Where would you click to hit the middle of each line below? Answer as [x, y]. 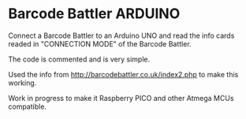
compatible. [28, 106]
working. [22, 83]
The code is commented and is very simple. [79, 59]
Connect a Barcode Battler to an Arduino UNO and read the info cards [121, 35]
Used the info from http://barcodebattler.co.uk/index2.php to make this [123, 74]
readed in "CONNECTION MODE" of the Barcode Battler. [100, 43]
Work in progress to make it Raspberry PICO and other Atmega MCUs [121, 98]
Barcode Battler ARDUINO [94, 14]
